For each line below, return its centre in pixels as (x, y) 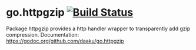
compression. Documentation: (43, 34)
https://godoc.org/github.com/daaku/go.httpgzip (65, 41)
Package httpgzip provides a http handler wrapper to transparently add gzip (98, 28)
